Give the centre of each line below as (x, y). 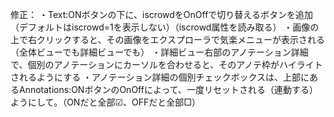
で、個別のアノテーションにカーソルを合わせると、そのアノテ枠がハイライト (166, 64)
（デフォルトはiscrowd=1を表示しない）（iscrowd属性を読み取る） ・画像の (165, 27)
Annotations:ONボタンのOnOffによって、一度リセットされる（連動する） (168, 89)
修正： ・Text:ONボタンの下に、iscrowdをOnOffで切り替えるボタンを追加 (161, 14)
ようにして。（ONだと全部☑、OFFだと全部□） (105, 102)
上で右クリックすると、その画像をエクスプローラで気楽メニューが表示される (168, 39)
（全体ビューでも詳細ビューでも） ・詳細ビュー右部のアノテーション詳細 (159, 52)
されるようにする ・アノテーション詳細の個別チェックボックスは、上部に (160, 77)
